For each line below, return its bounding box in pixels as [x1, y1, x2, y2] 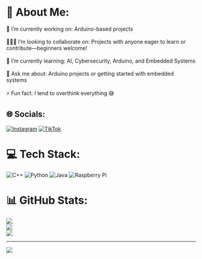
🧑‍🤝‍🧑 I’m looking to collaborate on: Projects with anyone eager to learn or [6, 38, 186, 45]
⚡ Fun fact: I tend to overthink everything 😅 [6, 90, 114, 97]
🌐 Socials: [6, 109, 46, 120]
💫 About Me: [6, 5, 70, 19]
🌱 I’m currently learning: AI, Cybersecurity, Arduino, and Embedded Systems [6, 57, 196, 64]
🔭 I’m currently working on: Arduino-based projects [6, 25, 133, 32]
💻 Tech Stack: [6, 147, 81, 161]
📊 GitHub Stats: [6, 193, 88, 207]
